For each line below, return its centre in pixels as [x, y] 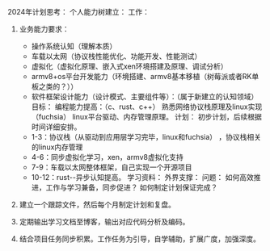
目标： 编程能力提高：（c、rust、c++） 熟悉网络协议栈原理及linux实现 [147, 107]
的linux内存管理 [57, 147]
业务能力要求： [44, 29]
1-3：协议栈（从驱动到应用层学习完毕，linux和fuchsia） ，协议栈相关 [146, 137]
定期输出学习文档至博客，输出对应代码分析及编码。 [104, 222]
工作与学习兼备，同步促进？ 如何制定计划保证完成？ [132, 187]
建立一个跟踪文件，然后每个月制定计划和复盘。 [97, 205]
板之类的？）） [55, 86]
